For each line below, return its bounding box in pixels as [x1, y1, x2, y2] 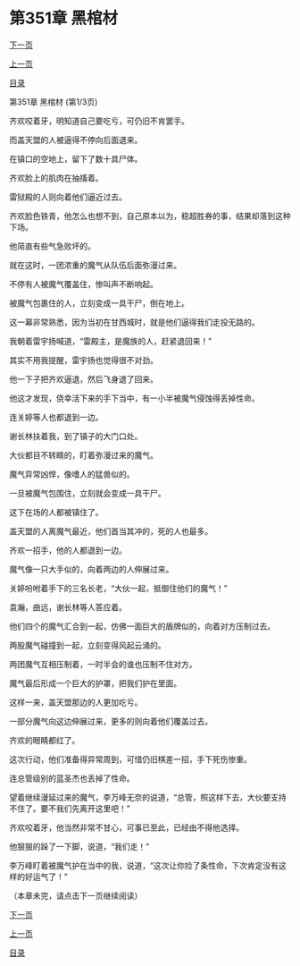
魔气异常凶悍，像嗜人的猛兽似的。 [9, 469, 135, 479]
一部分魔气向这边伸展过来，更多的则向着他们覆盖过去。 [9, 716, 212, 726]
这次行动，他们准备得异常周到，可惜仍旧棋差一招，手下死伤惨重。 [9, 753, 252, 765]
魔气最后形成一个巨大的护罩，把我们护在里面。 [9, 677, 181, 689]
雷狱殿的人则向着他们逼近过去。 [9, 191, 127, 202]
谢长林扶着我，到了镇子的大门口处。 [9, 430, 143, 441]
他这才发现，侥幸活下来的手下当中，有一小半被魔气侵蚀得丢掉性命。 [9, 393, 260, 403]
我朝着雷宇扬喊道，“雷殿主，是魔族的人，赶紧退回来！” [9, 335, 212, 346]
